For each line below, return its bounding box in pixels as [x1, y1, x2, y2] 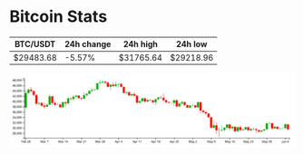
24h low [175, 39, 208, 50]
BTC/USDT [15, 39, 56, 50]
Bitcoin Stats [9, 6, 108, 27]
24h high [122, 39, 159, 50]
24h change [64, 39, 112, 50]
